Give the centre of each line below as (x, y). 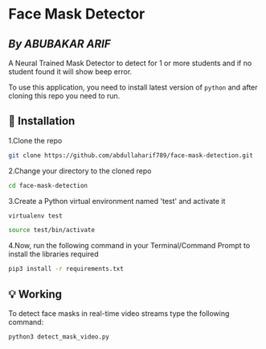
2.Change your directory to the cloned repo (80, 171)
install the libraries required (53, 254)
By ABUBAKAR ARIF (59, 44)
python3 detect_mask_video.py (59, 337)
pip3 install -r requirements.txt (66, 269)
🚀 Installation (42, 121)
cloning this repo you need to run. (64, 96)
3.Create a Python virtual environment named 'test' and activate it (117, 201)
